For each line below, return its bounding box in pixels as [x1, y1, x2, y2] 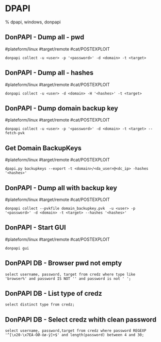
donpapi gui [5, 246, 29, 251]
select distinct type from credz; [5, 302, 75, 307]
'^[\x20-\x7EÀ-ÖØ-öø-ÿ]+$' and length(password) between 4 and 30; [5, 333, 145, 338]
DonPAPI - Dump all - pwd [5, 33, 84, 41]
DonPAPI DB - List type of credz [5, 289, 102, 298]
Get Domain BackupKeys [5, 144, 81, 152]
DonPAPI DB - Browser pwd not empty [5, 259, 122, 268]
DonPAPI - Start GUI [5, 223, 66, 232]
